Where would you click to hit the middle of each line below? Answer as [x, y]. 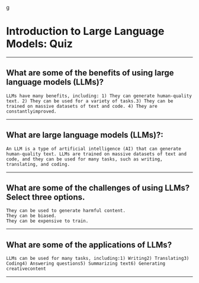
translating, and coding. [38, 164]
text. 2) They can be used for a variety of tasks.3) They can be [90, 101]
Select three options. [46, 197]
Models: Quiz [39, 44]
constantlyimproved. [32, 111]
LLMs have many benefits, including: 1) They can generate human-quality [99, 96]
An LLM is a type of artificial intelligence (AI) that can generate [94, 149]
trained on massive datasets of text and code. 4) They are [82, 106]
